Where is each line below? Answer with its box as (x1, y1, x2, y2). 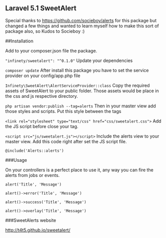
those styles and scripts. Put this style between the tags (5, 108, 122, 114)
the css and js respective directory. (5, 93, 78, 99)
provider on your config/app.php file (5, 73, 80, 79)
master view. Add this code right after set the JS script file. (5, 138, 127, 144)
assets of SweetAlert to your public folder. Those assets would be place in (5, 88, 159, 94)
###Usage (5, 157, 28, 163)
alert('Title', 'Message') (5, 182, 62, 187)
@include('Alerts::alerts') (5, 148, 64, 153)
